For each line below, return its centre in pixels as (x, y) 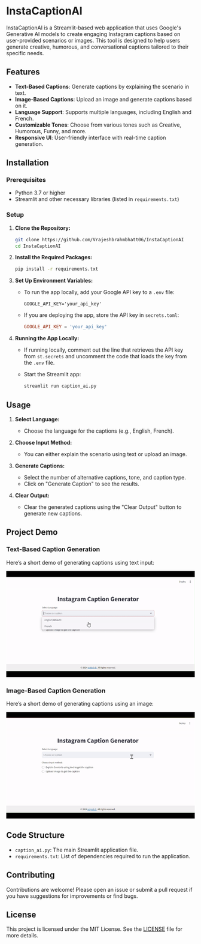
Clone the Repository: (42, 228)
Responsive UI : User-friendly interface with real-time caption (90, 137)
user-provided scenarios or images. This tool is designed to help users (93, 40)
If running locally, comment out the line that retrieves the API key (103, 350)
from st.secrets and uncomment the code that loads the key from (105, 356)
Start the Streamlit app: (52, 374)
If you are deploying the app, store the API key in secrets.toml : (101, 315)
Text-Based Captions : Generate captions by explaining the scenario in (102, 86)
